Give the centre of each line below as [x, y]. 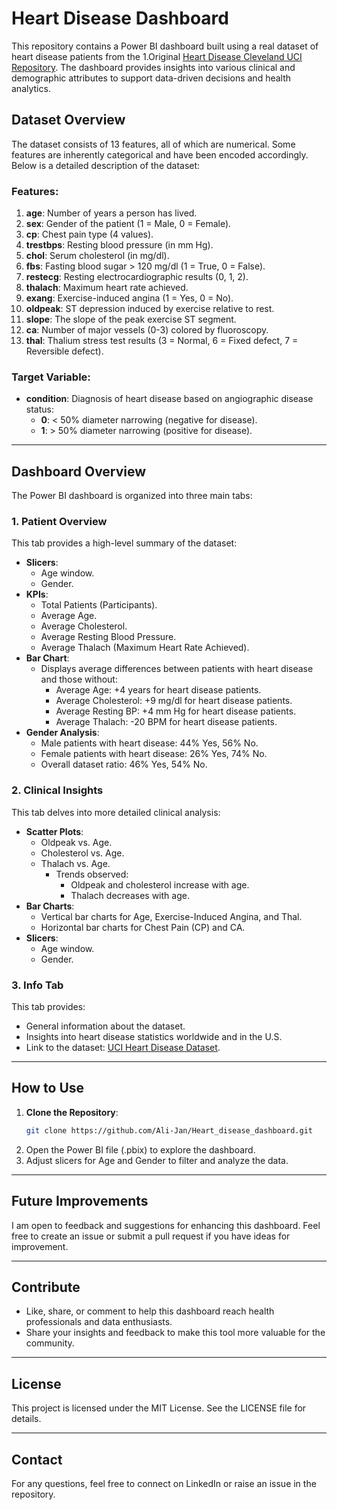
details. [26, 1419]
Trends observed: [92, 874]
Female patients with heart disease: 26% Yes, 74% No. [154, 754]
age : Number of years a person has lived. [111, 213]
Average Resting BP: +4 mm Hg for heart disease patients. [176, 711]
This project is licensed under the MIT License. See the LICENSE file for [159, 1408]
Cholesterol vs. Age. [82, 853]
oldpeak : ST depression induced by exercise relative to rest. [150, 309]
